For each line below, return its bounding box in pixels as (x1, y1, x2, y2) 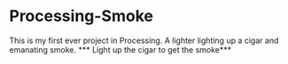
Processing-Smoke (9, 6, 153, 26)
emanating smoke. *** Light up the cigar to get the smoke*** (9, 44, 232, 54)
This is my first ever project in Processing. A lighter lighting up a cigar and (9, 35, 279, 46)
